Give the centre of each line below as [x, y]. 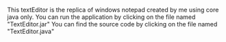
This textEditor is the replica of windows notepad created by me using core [113, 10]
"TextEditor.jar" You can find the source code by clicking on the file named [112, 24]
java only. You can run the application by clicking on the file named [101, 17]
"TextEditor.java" [31, 31]
